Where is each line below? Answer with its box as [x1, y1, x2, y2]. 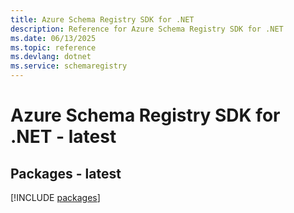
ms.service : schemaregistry [10, 61, 128, 71]
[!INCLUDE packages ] [10, 192, 101, 203]
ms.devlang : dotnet [10, 52, 92, 62]
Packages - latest [10, 165, 122, 182]
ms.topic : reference [10, 42, 97, 53]
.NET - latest [10, 126, 117, 148]
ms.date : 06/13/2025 [10, 33, 97, 43]
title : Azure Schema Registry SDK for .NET [10, 14, 195, 25]
